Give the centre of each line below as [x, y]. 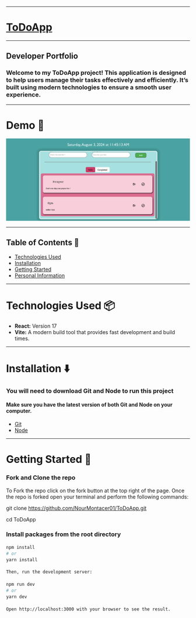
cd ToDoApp [21, 519]
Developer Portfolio [42, 56]
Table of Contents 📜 [43, 243]
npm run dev [20, 585]
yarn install [22, 559]
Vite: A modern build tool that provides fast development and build [95, 332]
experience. [23, 95]
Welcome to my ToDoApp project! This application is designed [96, 73]
